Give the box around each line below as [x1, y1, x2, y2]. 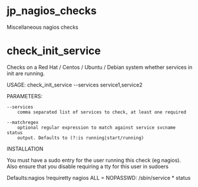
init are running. [6, 69, 45, 77]
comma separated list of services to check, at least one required [17, 109, 186, 115]
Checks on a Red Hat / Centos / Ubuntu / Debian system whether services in [6, 64, 193, 71]
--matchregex [6, 119, 39, 125]
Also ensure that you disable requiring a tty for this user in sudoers [6, 163, 169, 170]
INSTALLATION [6, 145, 44, 152]
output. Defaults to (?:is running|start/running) [17, 135, 144, 141]
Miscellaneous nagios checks [6, 24, 79, 31]
